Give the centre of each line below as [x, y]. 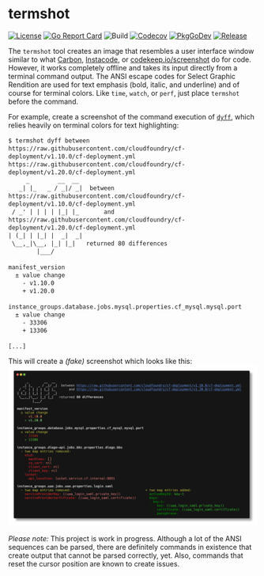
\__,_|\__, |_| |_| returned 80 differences [90, 243]
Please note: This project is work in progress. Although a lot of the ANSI [125, 538]
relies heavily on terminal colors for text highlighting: [94, 125]
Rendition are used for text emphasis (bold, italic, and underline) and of [124, 85]
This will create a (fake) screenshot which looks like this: [100, 361]
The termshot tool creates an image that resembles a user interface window [131, 51]
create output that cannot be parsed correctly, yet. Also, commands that [126, 555]
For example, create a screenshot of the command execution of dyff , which [131, 116]
